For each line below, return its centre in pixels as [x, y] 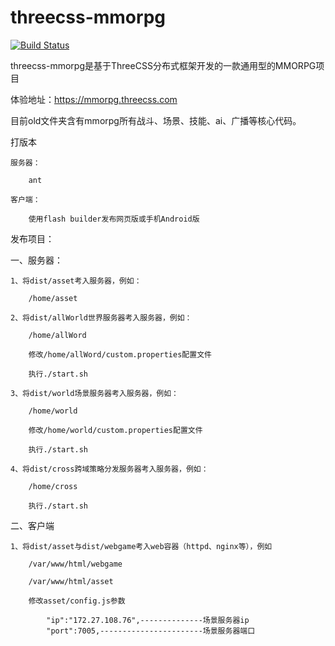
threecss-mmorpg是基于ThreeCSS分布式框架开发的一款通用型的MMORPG [163, 65]
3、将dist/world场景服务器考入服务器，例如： [94, 393]
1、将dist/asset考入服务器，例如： [76, 281]
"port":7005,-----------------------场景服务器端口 [151, 631]
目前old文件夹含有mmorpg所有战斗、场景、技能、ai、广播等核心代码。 [156, 120]
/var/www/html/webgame [75, 564]
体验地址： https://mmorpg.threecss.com [94, 99]
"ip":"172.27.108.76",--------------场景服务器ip [148, 620]
